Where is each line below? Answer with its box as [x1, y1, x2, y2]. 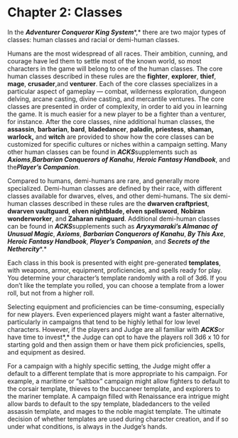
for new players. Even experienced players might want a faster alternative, [7, 310, 225, 318]
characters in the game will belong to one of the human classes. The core [7, 64, 223, 73]
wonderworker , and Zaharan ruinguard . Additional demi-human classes [7, 214, 220, 223]
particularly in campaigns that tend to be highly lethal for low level [7, 318, 200, 326]
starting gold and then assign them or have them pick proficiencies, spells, [7, 340, 226, 349]
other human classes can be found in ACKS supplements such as [7, 147, 198, 156]
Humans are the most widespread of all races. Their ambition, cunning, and [7, 49, 228, 58]
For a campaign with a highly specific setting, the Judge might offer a [7, 361, 211, 370]
